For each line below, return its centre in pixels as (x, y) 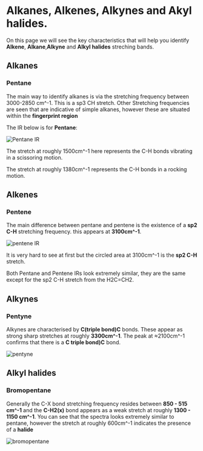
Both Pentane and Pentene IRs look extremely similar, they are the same (96, 273)
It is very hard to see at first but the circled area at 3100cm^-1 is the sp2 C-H (102, 255)
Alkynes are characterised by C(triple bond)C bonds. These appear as (95, 329)
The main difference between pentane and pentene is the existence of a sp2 (102, 225)
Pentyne (19, 316)
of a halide (20, 429)
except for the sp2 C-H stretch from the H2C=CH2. (70, 280)
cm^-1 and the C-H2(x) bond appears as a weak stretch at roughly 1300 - (98, 410)
